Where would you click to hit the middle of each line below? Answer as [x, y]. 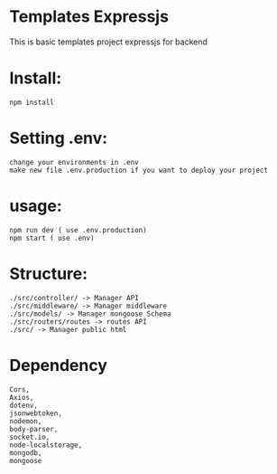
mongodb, [26, 453]
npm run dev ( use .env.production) [78, 230]
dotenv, [24, 405]
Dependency [59, 365]
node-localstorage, [46, 445]
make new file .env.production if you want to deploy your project [139, 170]
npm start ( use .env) [52, 238]
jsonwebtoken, [36, 413]
